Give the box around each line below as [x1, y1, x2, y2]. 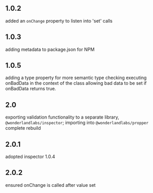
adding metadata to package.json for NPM [5, 46, 95, 52]
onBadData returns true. [5, 86, 56, 92]
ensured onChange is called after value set [5, 182, 96, 188]
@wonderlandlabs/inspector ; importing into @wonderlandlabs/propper [5, 120, 149, 126]
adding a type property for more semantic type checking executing [5, 74, 147, 81]
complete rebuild [5, 125, 41, 131]
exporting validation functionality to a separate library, [5, 114, 119, 120]
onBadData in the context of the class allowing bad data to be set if [5, 80, 147, 86]
